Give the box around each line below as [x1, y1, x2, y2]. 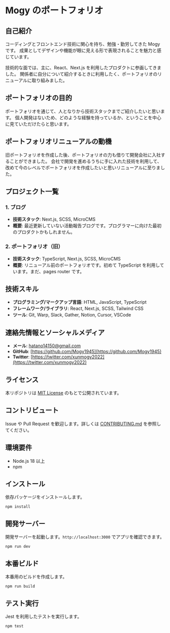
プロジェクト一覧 [5, 187, 59, 196]
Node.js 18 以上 [12, 458, 45, 464]
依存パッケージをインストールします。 [5, 494, 85, 500]
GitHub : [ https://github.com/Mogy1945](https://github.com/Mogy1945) [12, 349, 161, 355]
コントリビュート [5, 406, 59, 415]
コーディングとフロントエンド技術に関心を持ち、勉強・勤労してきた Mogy [5, 41, 160, 47]
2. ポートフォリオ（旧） [5, 243, 63, 250]
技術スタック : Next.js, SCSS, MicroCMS [12, 216, 95, 222]
